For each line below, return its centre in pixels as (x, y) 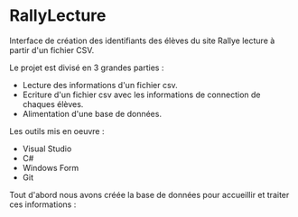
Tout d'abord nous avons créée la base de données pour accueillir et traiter (149, 194)
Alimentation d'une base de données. (92, 113)
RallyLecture (58, 16)
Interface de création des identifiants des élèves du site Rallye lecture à (142, 41)
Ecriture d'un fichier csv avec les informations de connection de (141, 95)
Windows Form (51, 167)
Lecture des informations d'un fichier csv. (100, 85)
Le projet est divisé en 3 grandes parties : (87, 68)
